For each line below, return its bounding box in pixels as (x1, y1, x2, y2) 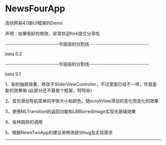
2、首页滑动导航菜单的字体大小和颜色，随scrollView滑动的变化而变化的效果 (5, 97, 159, 104)
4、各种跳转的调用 (5, 119, 43, 125)
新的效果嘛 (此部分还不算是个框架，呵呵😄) (5, 87, 92, 93)
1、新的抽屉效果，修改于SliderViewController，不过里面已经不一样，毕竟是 (5, 81, 157, 87)
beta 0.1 (5, 71, 21, 77)
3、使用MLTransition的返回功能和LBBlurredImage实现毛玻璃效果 (5, 108, 136, 114)
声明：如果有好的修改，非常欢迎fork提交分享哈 (5, 30, 100, 36)
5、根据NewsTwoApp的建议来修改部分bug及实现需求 (5, 129, 113, 135)
